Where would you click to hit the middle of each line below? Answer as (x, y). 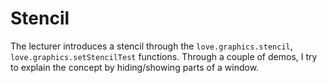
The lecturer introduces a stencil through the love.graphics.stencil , (151, 46)
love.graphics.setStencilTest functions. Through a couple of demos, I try (164, 56)
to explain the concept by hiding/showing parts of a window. (135, 67)
